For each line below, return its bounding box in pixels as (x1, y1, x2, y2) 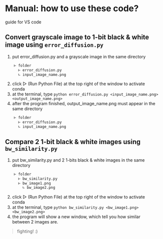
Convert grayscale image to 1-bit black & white (5, 33, 149, 41)
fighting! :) (17, 228, 38, 234)
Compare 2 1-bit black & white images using (5, 138, 141, 146)
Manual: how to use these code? (5, 3, 139, 14)
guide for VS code (5, 19, 42, 25)
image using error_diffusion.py (5, 41, 104, 49)
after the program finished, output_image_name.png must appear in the (12, 101, 156, 107)
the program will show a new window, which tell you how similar (12, 214, 141, 220)
